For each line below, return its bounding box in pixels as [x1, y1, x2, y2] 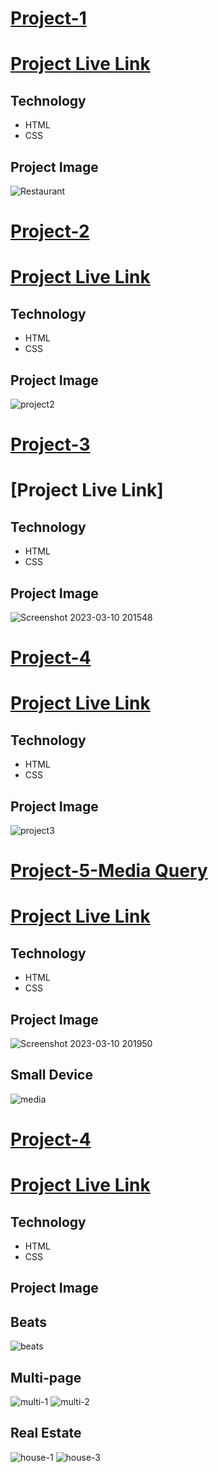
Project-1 [10, 7, 87, 30]
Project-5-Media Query [10, 860, 208, 882]
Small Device [10, 1067, 93, 1084]
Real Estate [10, 1425, 82, 1442]
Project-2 [10, 220, 90, 243]
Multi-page [10, 1369, 82, 1386]
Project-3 [10, 433, 91, 456]
